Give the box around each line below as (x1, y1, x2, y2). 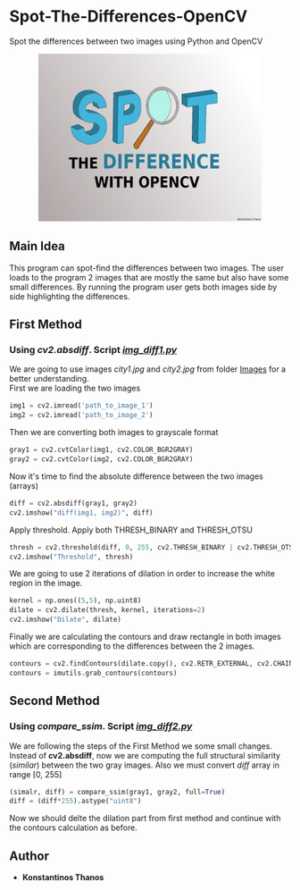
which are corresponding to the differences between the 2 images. (9, 641, 255, 651)
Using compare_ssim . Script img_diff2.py (9, 720, 193, 733)
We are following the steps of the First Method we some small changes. (9, 740, 272, 751)
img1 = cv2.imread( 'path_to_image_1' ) (9, 401, 154, 410)
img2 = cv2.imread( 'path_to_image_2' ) (9, 411, 154, 420)
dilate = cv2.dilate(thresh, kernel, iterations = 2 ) (9, 606, 205, 615)
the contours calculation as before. (9, 822, 138, 833)
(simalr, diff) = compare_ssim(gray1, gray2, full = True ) (9, 787, 226, 796)
